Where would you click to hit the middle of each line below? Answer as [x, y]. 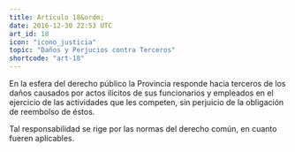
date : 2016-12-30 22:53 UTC [61, 26]
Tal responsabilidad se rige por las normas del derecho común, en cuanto [143, 129]
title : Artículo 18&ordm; [57, 17]
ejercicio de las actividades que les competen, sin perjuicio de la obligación [147, 102]
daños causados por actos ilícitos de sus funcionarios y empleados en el [141, 93]
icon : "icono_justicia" [53, 42]
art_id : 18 [29, 34]
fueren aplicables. [42, 138]
